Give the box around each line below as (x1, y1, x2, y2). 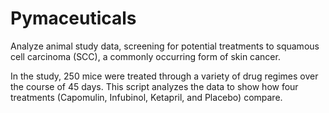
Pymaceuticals (10, 7, 137, 30)
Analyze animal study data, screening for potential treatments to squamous (10, 40, 320, 52)
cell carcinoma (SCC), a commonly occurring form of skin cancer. (10, 50, 281, 62)
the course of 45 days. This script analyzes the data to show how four (10, 80, 299, 92)
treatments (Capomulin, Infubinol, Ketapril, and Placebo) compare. (10, 91, 283, 103)
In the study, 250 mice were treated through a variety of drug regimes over (10, 70, 319, 82)
